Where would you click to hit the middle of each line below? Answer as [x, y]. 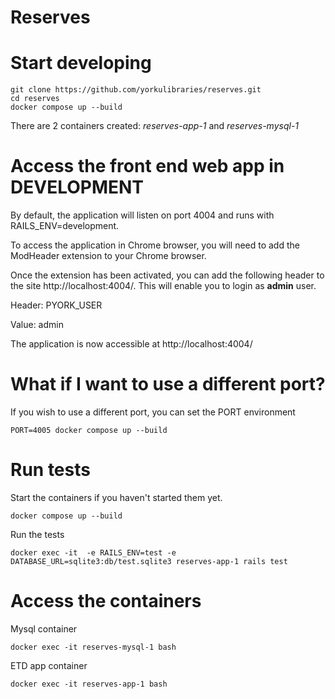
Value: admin [37, 325]
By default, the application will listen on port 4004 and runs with [142, 215]
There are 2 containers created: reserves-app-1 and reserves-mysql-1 [155, 126]
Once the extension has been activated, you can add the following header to [167, 275]
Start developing [81, 63]
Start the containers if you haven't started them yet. [116, 497]
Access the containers [106, 601]
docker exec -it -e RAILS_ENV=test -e [93, 552]
